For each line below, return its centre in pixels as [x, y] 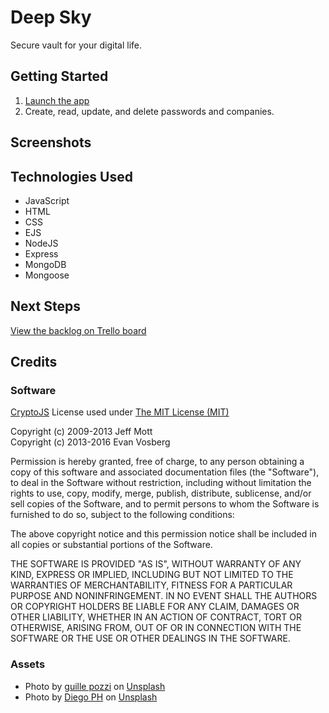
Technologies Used [71, 176]
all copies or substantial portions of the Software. [111, 545]
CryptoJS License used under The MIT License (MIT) [120, 412]
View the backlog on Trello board [78, 330]
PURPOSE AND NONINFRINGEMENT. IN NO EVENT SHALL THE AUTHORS [164, 596]
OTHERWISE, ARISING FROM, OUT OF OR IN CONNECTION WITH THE [156, 628]
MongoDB [45, 264]
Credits [34, 362]
